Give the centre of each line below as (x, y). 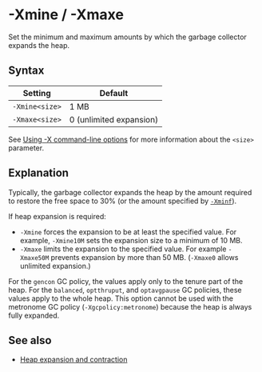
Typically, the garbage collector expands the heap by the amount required (130, 192)
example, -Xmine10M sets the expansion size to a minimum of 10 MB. (131, 240)
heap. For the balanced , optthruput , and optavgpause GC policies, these (125, 290)
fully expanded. (34, 315)
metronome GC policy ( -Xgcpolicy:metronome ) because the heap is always (130, 306)
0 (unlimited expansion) (113, 119)
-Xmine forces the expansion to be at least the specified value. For (128, 232)
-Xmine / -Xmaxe (66, 15)
